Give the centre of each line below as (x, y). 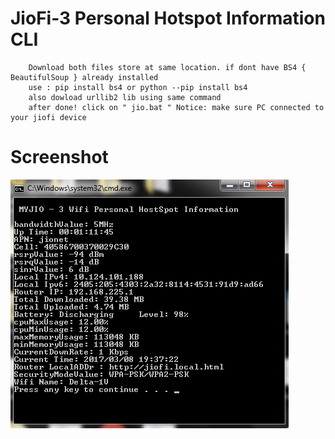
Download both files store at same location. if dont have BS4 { (167, 67)
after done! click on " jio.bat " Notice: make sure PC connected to (176, 107)
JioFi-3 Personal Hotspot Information (168, 18)
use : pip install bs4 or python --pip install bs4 (138, 87)
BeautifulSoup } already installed (84, 77)
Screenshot (59, 157)
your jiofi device (48, 117)
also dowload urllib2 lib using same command (125, 97)
